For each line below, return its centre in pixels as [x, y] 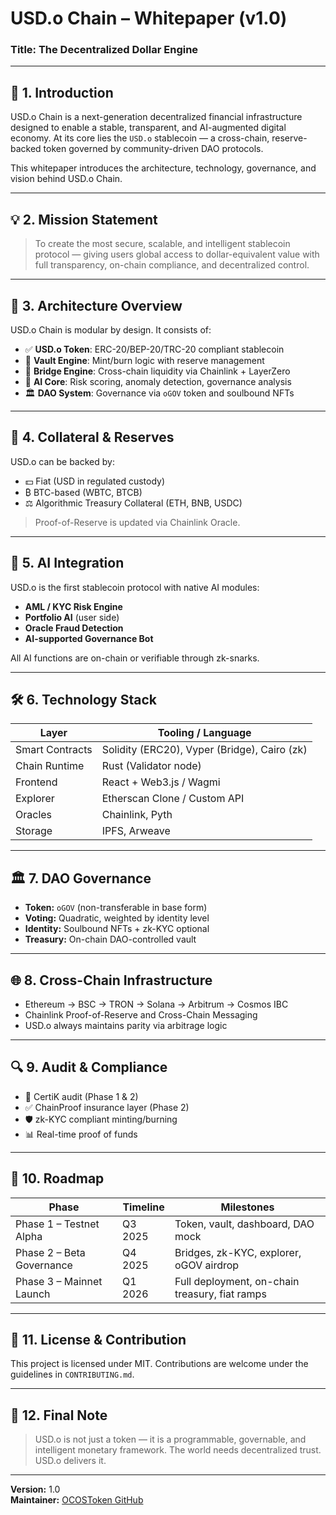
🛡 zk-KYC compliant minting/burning [101, 1119]
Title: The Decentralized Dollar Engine [104, 50]
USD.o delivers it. [70, 1461]
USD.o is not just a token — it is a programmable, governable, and [170, 1439]
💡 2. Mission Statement [84, 219]
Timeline [143, 1207]
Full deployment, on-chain [237, 1281]
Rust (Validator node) [151, 766]
